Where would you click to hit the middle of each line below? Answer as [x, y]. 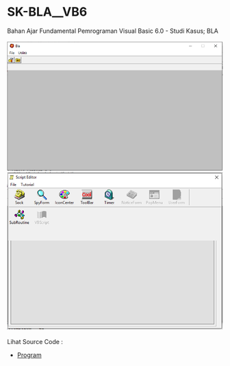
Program [29, 355]
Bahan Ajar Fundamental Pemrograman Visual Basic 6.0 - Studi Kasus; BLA [113, 31]
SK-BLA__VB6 [47, 12]
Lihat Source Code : [35, 342]
